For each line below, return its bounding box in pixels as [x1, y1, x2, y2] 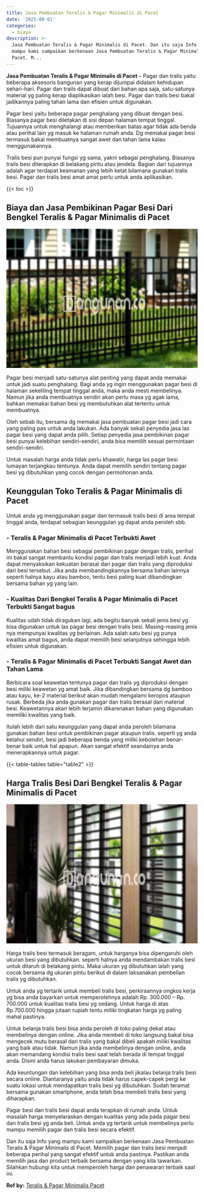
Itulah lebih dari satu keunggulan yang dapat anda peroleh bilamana [6, 722, 176, 730]
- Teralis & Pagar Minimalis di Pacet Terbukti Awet [6, 533, 156, 542]
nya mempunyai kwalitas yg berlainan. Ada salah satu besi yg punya [6, 629, 177, 637]
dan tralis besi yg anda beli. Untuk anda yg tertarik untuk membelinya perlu [6, 1120, 194, 1127]
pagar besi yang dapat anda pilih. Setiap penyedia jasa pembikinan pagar [6, 431, 190, 438]
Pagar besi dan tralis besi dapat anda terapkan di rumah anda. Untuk [6, 1107, 178, 1114]
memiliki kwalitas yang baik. [6, 711, 76, 718]
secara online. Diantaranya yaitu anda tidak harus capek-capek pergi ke [6, 1075, 186, 1082]
